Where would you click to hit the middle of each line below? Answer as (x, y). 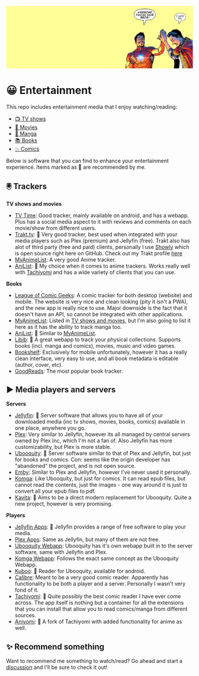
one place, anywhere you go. (50, 428)
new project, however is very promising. (64, 504)
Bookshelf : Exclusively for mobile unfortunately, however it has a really (101, 352)
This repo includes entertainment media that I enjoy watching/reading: (92, 106)
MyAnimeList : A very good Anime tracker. (65, 259)
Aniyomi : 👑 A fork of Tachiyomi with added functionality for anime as (98, 622)
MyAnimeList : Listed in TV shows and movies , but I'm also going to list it (102, 320)
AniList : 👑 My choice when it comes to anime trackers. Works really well (102, 266)
